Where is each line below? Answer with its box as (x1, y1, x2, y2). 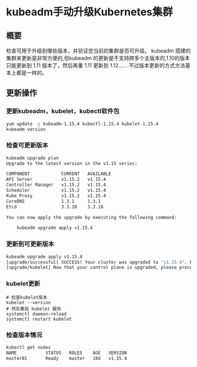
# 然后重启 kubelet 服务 (6, 306, 62, 312)
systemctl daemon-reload (6, 311, 67, 317)
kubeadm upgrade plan (6, 155, 59, 161)
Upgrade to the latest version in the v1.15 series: (6, 160, 138, 166)
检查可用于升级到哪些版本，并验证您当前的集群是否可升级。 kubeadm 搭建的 (6, 48, 191, 54)
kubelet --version (6, 299, 51, 305)
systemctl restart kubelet (6, 316, 72, 322)
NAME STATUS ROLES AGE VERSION (6, 350, 127, 356)
